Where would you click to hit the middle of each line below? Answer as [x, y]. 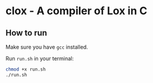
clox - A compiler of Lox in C [76, 11]
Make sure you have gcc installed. [47, 47]
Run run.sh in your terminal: [40, 58]
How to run [26, 33]
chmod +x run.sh [26, 69]
